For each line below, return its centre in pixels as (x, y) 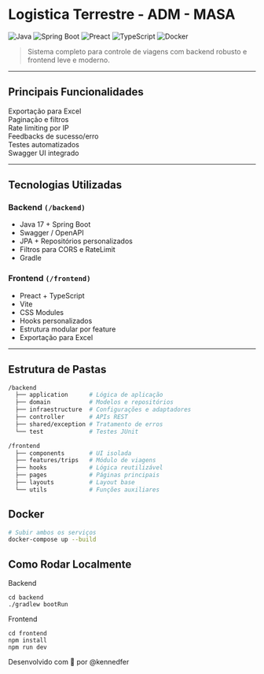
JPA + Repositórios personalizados (76, 241)
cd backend (26, 598)
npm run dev (27, 647)
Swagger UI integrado (44, 153)
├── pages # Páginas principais (87, 475)
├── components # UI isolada (73, 453)
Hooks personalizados (56, 320)
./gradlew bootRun (38, 605)
